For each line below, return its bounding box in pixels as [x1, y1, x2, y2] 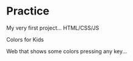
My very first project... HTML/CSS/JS [6, 24, 99, 31]
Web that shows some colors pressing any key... [6, 47, 128, 55]
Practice [6, 4, 50, 18]
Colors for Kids [6, 36, 44, 43]
